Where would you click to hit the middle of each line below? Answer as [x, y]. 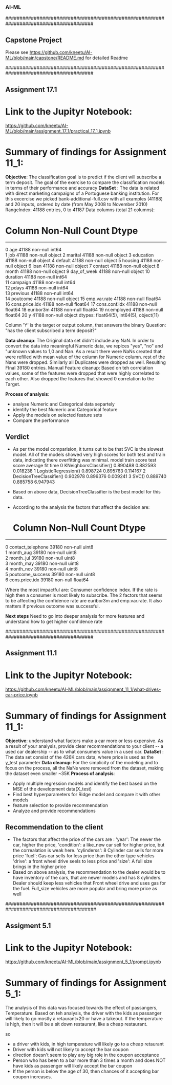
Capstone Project [34, 40]
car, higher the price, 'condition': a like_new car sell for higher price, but [89, 845]
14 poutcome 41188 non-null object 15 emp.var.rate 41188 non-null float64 [83, 299]
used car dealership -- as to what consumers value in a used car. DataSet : [84, 752]
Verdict [17, 437]
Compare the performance [41, 420]
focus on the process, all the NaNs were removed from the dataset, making [84, 768]
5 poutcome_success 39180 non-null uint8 [50, 575]
